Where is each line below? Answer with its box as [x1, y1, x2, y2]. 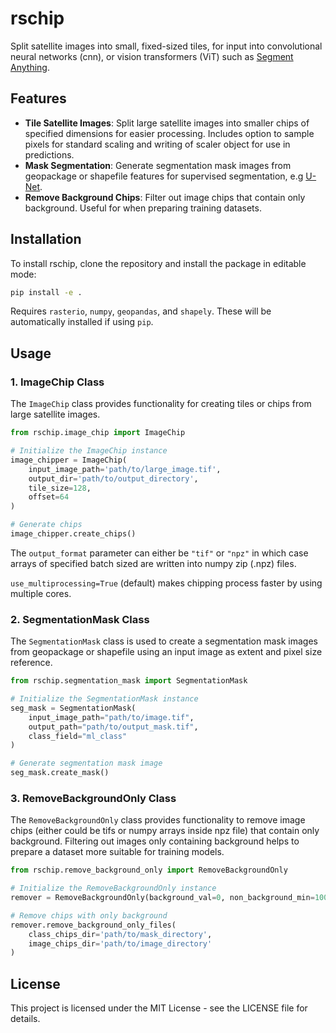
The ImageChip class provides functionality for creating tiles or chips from [10, 398, 312, 410]
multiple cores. [10, 587, 72, 599]
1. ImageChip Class [10, 375, 105, 389]
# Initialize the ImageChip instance [10, 446, 168, 456]
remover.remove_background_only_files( [10, 920, 177, 930]
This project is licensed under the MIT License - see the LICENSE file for [10, 1002, 308, 1014]
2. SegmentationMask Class [10, 612, 150, 626]
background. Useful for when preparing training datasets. [24, 202, 262, 214]
